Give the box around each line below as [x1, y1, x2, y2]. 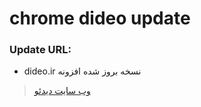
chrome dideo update [9, 7, 191, 30]
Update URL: [9, 43, 72, 57]
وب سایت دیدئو [33, 85, 91, 97]
